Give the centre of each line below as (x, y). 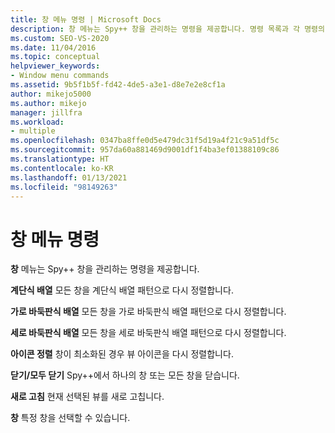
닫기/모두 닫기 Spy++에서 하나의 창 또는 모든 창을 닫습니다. (125, 375)
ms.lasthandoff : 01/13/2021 (69, 177)
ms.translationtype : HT (60, 159)
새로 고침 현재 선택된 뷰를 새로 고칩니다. (87, 397)
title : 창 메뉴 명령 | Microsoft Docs (86, 19)
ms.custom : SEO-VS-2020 (60, 38)
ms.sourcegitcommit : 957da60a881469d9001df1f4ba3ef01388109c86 (145, 150)
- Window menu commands (60, 76)
